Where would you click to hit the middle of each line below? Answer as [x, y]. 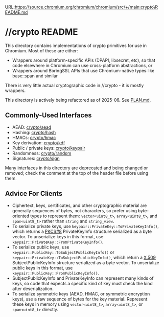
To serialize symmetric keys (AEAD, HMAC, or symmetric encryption [81, 294]
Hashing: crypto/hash [34, 132]
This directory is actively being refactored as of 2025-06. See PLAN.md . [78, 100]
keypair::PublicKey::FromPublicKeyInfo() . [56, 273]
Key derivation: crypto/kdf [38, 143]
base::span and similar [35, 76]
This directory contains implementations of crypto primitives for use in [76, 45]
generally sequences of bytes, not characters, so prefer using [74, 210]
